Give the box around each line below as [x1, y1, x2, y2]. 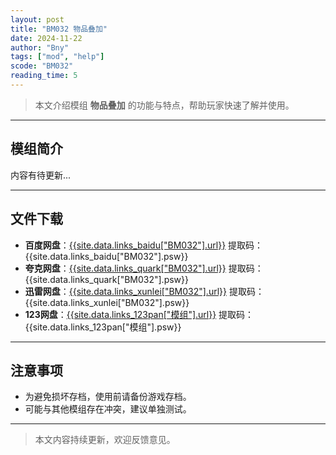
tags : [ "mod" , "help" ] [10, 52, 105, 62]
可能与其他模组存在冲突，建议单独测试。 [24, 403, 192, 415]
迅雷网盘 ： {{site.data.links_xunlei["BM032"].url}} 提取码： [24, 285, 265, 297]
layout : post [10, 14, 65, 25]
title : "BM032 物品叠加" [10, 24, 108, 34]
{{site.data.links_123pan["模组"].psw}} [24, 321, 182, 333]
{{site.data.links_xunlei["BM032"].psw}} [24, 296, 190, 308]
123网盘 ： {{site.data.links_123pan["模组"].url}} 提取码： [24, 308, 255, 320]
